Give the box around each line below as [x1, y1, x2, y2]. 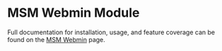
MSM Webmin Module [7, 5, 140, 21]
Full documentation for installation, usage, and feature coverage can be [7, 28, 216, 36]
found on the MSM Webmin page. [7, 35, 106, 43]
